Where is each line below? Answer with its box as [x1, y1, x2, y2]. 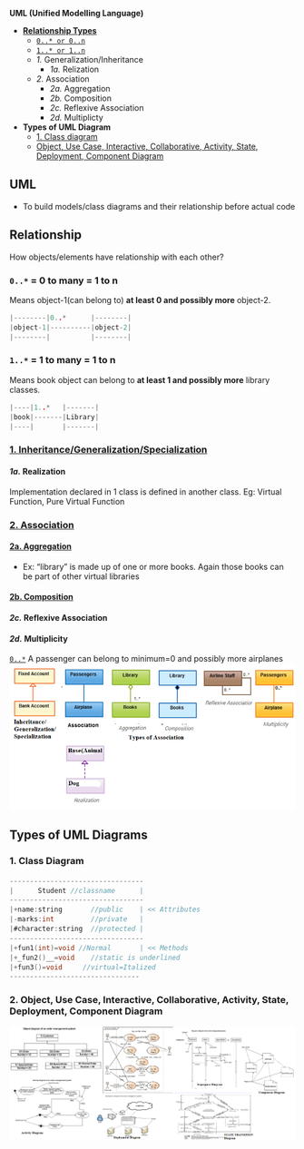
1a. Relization [49, 64, 100, 74]
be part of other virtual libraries [22, 571, 140, 582]
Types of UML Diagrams [9, 828, 148, 843]
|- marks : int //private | [9, 915, 144, 924]
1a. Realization [9, 466, 66, 476]
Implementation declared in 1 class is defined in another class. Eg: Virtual [9, 486, 282, 497]
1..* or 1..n [35, 46, 86, 55]
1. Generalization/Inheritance [35, 54, 143, 64]
